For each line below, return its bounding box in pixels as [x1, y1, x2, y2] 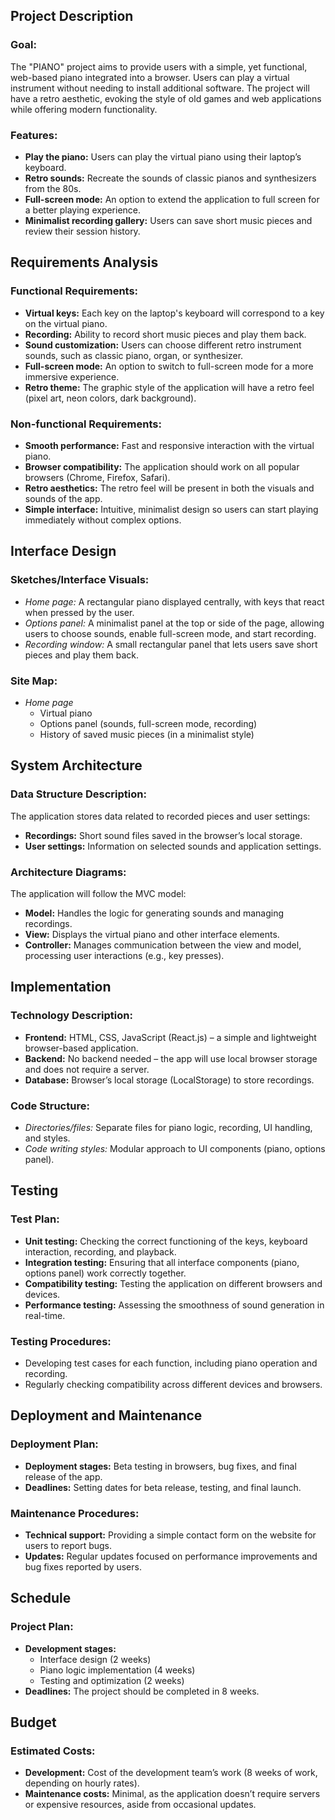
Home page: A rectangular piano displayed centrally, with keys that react [24, 595, 325, 608]
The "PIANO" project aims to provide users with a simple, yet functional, [10, 60, 308, 73]
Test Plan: [10, 1212, 60, 1226]
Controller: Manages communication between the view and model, [24, 939, 302, 951]
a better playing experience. [24, 204, 142, 216]
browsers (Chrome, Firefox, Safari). [24, 471, 171, 483]
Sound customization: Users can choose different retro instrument [24, 339, 302, 351]
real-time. [24, 1309, 66, 1321]
